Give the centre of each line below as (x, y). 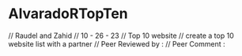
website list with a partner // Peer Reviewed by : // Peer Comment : (117, 43)
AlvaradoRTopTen (68, 14)
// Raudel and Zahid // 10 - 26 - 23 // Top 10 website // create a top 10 (121, 35)
